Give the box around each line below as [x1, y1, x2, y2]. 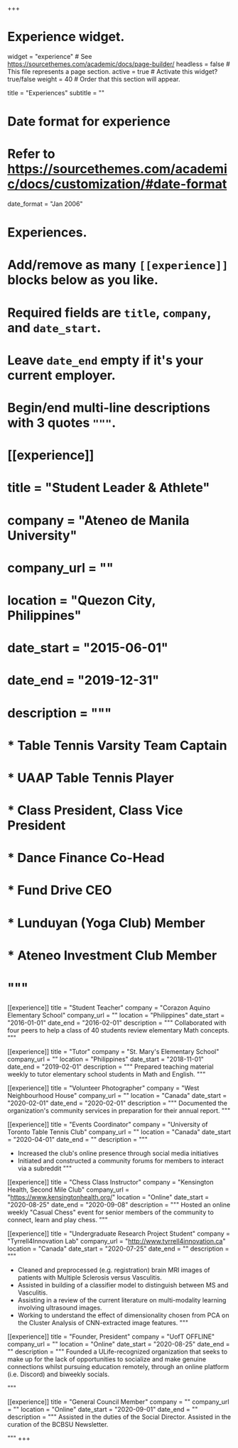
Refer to [7, 146, 55, 162]
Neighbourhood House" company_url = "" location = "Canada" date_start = [7, 1091, 227, 1099]
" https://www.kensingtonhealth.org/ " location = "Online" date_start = [7, 1192, 210, 1201]
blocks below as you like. [7, 272, 158, 288]
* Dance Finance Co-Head [7, 850, 165, 866]
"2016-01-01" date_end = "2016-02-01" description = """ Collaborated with [7, 1018, 227, 1027]
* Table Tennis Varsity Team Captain [7, 737, 227, 753]
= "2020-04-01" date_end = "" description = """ [7, 1135, 148, 1143]
